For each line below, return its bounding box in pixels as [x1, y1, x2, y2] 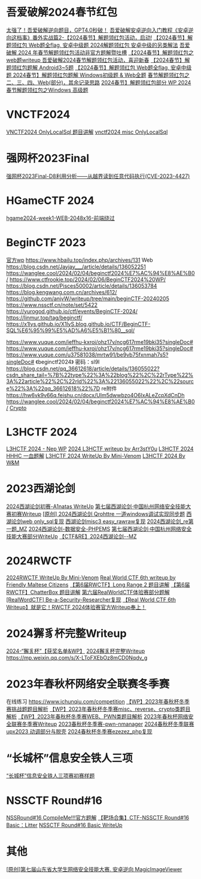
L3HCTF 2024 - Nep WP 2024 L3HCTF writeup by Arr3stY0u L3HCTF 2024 [6, 445, 194, 452]
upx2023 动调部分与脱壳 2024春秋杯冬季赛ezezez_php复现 [6, 728, 153, 735]
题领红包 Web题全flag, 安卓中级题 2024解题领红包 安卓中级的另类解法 [6, 41, 178, 49]
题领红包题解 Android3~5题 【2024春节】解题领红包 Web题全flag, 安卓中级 [6, 64, 192, 71]
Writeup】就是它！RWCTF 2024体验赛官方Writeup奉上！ [6, 603, 147, 611]
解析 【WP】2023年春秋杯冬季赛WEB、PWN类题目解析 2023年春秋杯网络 [6, 713, 188, 720]
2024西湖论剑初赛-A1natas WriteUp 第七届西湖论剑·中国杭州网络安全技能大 [6, 503, 191, 510]
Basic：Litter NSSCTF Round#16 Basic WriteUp [6, 821, 123, 829]
